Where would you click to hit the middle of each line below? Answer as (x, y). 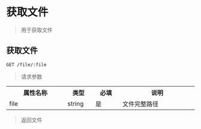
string (75, 103)
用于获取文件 (36, 30)
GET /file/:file (26, 64)
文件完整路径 (140, 104)
